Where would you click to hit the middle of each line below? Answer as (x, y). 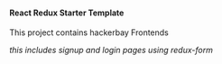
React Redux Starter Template (67, 13)
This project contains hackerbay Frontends (89, 32)
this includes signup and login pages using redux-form (111, 50)
